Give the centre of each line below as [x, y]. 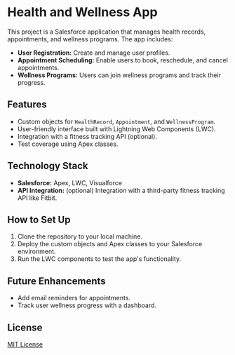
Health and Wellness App [82, 12]
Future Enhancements [57, 281]
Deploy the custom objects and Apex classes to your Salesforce [110, 244]
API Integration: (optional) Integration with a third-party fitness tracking [121, 190]
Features [27, 105]
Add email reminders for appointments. [74, 298]
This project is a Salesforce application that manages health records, [107, 32]
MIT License [25, 344]
